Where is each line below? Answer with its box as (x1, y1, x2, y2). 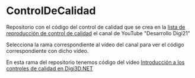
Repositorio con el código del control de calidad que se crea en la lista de (6, 23, 186, 30)
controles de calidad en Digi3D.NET (6, 65, 93, 72)
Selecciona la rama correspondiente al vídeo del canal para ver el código (6, 41, 185, 48)
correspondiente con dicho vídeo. (6, 47, 89, 54)
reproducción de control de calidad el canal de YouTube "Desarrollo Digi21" (6, 29, 191, 36)
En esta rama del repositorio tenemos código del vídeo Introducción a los (6, 59, 185, 66)
